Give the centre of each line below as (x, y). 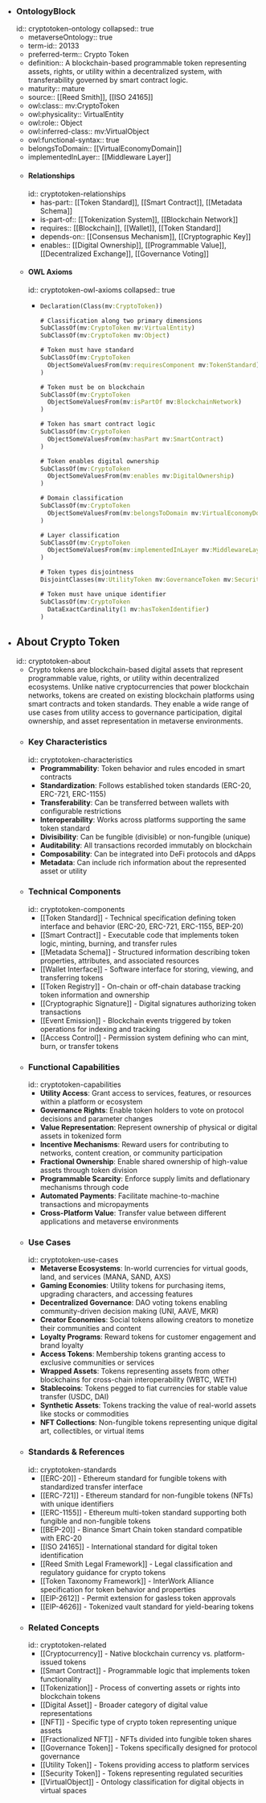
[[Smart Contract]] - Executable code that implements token (139, 935)
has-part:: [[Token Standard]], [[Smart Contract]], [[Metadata (141, 202)
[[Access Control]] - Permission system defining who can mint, (144, 1038)
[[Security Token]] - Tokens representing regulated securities (141, 1773)
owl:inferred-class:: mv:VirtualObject (89, 131)
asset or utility (63, 871)
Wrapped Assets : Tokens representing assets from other (135, 1371)
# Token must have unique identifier (103, 594)
